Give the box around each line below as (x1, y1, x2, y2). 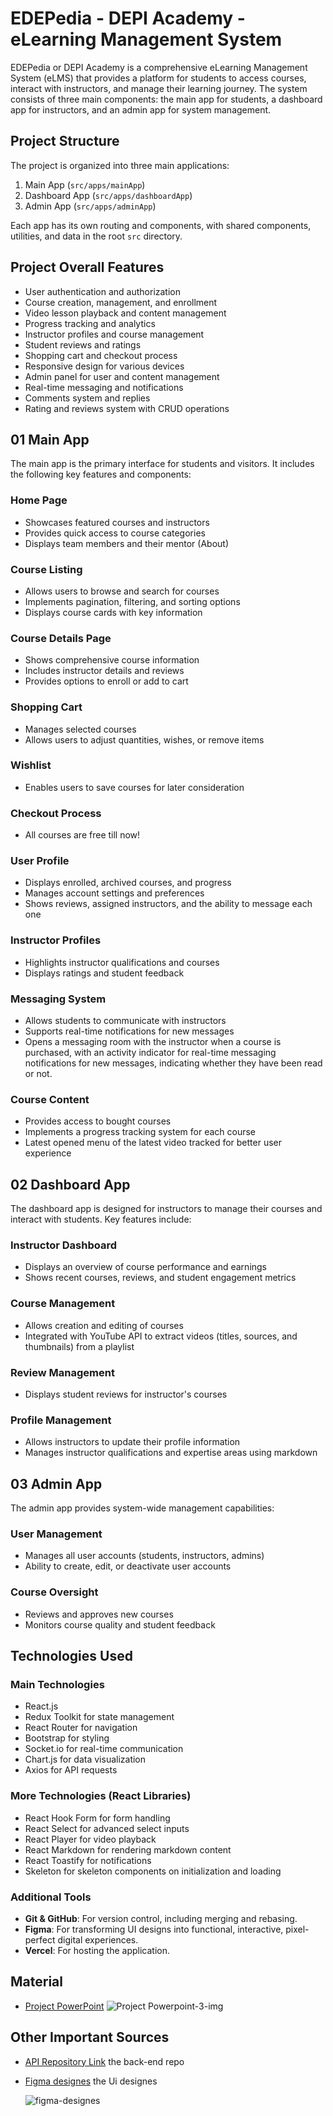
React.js (24, 1700, 59, 1712)
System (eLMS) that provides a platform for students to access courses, (10, 72, 307, 84)
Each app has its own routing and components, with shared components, (10, 219, 312, 231)
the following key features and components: (10, 468, 192, 481)
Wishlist (10, 758, 52, 772)
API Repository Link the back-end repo (24, 2055, 185, 2067)
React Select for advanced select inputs (24, 1822, 190, 1834)
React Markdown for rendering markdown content (24, 1843, 232, 1856)
